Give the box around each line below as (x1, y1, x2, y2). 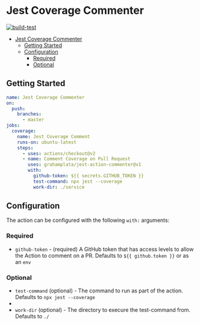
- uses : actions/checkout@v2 (22, 150, 96, 157)
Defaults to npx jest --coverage (14, 294, 95, 301)
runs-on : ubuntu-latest (17, 139, 77, 145)
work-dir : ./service (33, 184, 85, 190)
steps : (17, 145, 34, 151)
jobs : (6, 122, 20, 128)
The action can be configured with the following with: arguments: (6, 216, 170, 224)
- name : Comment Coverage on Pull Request (22, 156, 131, 162)
